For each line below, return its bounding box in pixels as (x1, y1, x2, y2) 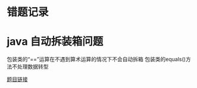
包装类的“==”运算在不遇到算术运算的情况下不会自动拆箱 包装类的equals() (7, 56, 186, 63)
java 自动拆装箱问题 (7, 35, 104, 48)
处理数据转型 (17, 63, 49, 70)
